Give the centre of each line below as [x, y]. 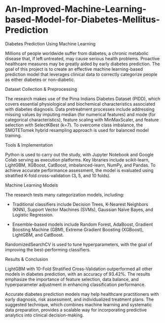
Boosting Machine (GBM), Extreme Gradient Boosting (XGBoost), [78, 229]
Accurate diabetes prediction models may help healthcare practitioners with [82, 294]
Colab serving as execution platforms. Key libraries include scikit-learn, [77, 160]
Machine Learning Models [32, 185]
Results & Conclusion [27, 259]
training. [14, 135]
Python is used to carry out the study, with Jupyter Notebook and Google [79, 155]
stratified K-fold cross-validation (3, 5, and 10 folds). [58, 175]
